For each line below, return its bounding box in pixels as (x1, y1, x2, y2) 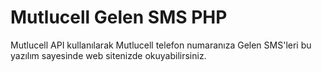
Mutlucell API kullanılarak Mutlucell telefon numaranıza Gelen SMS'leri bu (10, 39, 312, 51)
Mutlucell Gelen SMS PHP (10, 6, 228, 29)
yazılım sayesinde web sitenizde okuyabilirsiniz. (10, 49, 207, 61)
